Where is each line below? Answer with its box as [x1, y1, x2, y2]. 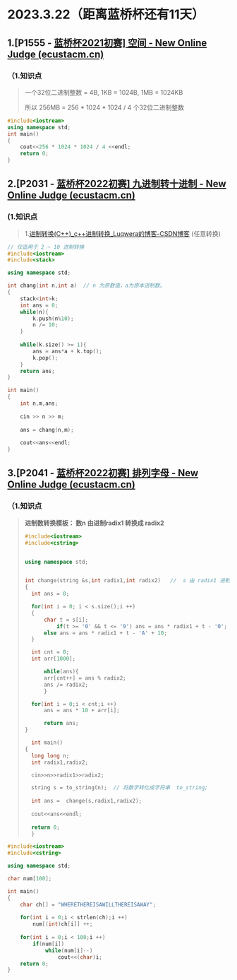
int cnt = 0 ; [31, 649, 70, 656]
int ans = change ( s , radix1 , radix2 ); [31, 798, 142, 805]
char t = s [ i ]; [43, 616, 89, 623]
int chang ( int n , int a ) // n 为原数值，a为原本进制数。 [7, 282, 166, 290]
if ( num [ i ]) [32, 940, 65, 947]
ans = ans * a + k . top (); [32, 348, 102, 355]
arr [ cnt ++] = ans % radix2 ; [43, 674, 126, 682]
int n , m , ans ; [20, 400, 59, 407]
